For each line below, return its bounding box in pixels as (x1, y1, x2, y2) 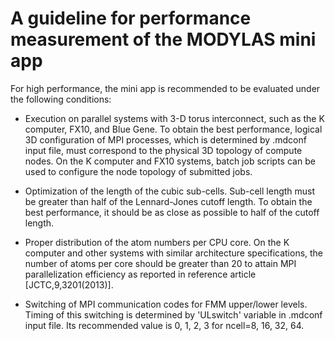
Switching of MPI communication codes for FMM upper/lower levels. (24, 298, 308, 310)
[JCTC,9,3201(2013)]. (24, 278, 114, 291)
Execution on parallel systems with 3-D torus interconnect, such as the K (24, 112, 325, 124)
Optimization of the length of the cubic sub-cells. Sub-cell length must (24, 185, 316, 197)
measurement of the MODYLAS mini (10, 28, 317, 51)
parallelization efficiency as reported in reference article (24, 268, 257, 280)
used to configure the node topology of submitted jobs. (24, 165, 253, 177)
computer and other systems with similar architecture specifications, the (24, 247, 324, 259)
